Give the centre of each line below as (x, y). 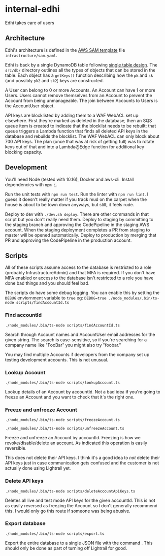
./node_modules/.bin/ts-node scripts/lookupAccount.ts (63, 383)
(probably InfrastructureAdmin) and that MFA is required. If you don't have (80, 273)
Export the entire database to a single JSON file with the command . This (79, 543)
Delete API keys (24, 481)
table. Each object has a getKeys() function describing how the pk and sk (79, 75)
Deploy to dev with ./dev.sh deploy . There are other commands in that (77, 214)
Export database (25, 523)
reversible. (16, 448)
